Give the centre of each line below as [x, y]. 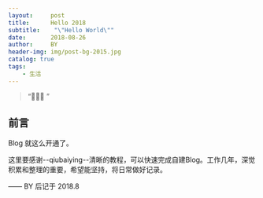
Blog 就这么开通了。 [41, 143]
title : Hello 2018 [47, 23]
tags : [17, 67]
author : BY [33, 45]
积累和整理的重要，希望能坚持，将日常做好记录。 [87, 170]
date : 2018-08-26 [47, 37]
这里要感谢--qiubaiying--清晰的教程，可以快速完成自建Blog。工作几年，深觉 [132, 160]
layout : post [37, 15]
